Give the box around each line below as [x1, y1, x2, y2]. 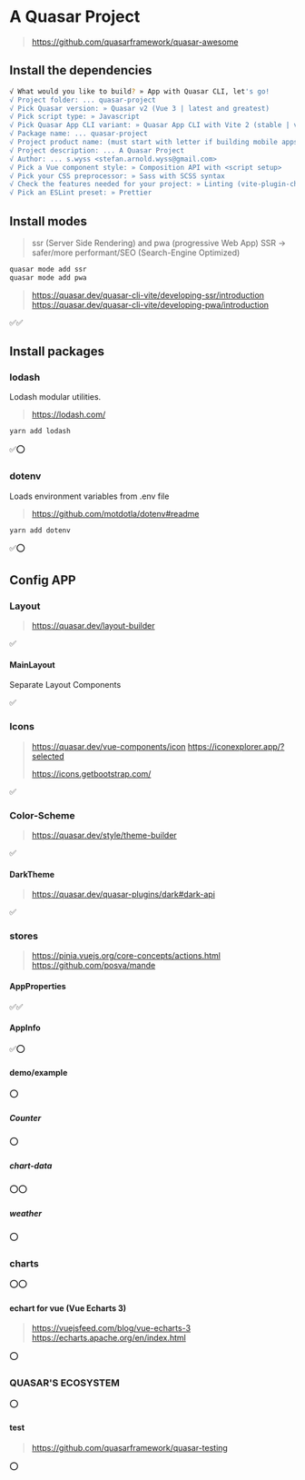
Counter [9, 1112, 42, 1123]
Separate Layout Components [9, 680, 122, 690]
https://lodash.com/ [31, 409, 106, 420]
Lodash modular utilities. [9, 392, 102, 402]
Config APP [9, 572, 76, 588]
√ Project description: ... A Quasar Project [9, 145, 184, 155]
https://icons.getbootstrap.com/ [31, 768, 152, 779]
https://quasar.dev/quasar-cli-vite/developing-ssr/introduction [31, 289, 265, 301]
